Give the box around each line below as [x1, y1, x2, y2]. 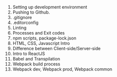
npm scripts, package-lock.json [12, 35, 77, 41]
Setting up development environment [12, 4, 87, 10]
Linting [12, 25, 27, 31]
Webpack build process [12, 61, 60, 67]
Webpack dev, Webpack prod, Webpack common [12, 66, 113, 72]
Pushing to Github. [12, 9, 50, 15]
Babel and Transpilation [12, 56, 60, 61]
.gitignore [12, 15, 32, 20]
